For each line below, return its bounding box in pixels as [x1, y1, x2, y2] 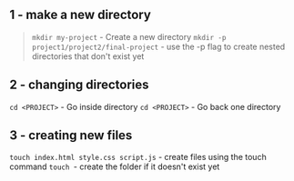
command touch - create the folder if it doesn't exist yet [9, 161, 220, 172]
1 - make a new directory [9, 7, 152, 23]
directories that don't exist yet [31, 50, 145, 62]
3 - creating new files [9, 127, 133, 144]
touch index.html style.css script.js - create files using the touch [9, 152, 267, 163]
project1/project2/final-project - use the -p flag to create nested [31, 41, 286, 52]
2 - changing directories [9, 77, 149, 93]
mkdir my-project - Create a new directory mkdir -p [31, 31, 227, 42]
